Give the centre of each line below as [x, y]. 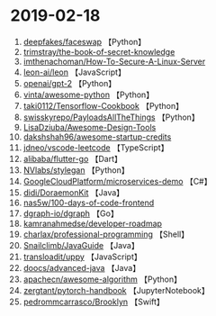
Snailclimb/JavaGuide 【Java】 [81, 245]
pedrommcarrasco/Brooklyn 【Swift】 [94, 302]
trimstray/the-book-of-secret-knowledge [99, 51]
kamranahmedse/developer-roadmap [93, 223]
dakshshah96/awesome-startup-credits [97, 137]
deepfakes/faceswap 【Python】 [85, 41]
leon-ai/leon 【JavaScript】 [75, 72]
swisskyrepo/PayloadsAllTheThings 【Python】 [112, 117]
